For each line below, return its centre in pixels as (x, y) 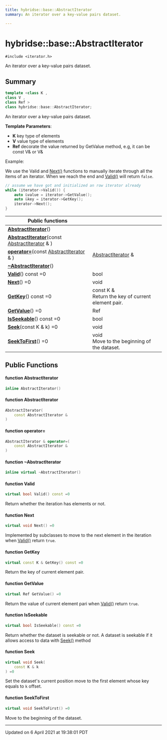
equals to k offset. (24, 686)
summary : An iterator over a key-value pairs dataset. (63, 14)
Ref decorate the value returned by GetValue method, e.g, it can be (81, 146)
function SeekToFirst (27, 698)
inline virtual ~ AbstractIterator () (43, 472)
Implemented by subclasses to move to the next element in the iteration (78, 535)
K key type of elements (36, 136)
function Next (20, 515)
